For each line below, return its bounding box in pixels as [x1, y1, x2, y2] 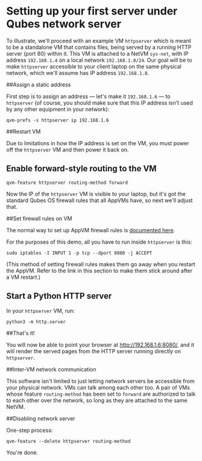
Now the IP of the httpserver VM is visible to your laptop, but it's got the [6, 190, 186, 197]
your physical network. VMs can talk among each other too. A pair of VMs [6, 384, 190, 391]
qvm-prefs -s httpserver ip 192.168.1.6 [6, 117, 110, 123]
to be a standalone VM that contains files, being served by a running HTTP [6, 44, 192, 51]
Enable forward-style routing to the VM [6, 163, 157, 174]
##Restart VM [6, 128, 41, 135]
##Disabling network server [6, 414, 75, 422]
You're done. [6, 449, 38, 456]
